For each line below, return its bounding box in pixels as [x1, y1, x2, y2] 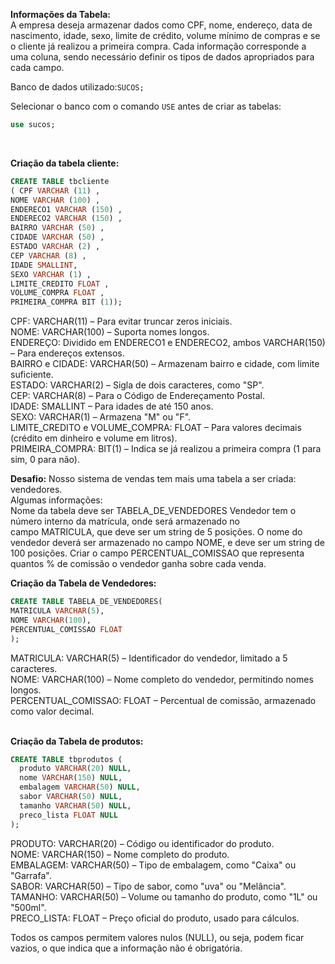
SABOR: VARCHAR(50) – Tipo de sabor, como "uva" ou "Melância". [10, 880, 287, 892]
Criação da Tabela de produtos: [10, 735, 144, 747]
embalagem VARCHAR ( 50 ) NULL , [19, 782, 141, 793]
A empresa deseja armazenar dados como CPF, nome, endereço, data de [10, 19, 313, 31]
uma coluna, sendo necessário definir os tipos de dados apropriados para [10, 51, 315, 63]
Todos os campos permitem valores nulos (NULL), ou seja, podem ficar [10, 931, 305, 943]
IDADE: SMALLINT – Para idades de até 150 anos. [10, 400, 214, 413]
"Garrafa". [10, 869, 52, 881]
